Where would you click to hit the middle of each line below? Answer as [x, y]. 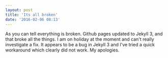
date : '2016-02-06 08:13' [33, 19]
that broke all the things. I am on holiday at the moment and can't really [80, 39]
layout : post [19, 10]
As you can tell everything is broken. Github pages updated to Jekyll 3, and [84, 34]
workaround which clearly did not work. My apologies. [62, 50]
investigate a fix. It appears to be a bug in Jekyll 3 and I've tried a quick [80, 45]
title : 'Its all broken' [32, 15]
